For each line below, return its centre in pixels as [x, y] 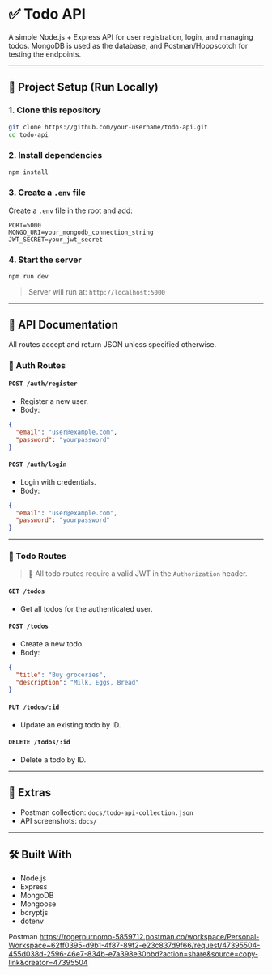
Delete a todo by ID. [53, 759]
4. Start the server [45, 260]
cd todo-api [28, 134]
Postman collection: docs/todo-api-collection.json [106, 812]
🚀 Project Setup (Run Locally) [84, 87]
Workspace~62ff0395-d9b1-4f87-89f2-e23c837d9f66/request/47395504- [134, 945]
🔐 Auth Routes [37, 365]
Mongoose [38, 904]
